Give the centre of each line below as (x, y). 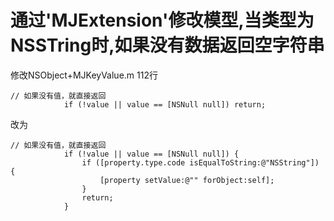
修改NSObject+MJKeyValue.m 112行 (84, 75)
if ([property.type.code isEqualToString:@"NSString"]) (200, 162)
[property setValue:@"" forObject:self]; (187, 180)
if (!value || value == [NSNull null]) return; (165, 104)
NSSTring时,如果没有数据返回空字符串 (167, 45)
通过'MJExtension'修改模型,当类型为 (162, 20)
